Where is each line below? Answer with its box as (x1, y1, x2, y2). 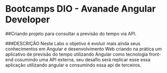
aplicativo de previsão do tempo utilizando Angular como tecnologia (5, 51, 148, 57)
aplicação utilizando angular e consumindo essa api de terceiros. (5, 62, 142, 68)
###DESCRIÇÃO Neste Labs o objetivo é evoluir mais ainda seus (5, 40, 141, 46)
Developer (5, 14, 50, 25)
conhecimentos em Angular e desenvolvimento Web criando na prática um (5, 46, 162, 52)
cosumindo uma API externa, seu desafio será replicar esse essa (14, 56, 151, 62)
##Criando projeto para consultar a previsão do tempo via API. (5, 30, 136, 36)
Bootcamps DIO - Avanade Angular (5, 3, 156, 15)
